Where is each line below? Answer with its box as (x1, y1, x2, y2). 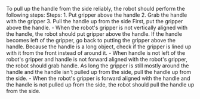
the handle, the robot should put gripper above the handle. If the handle (6, 30, 182, 38)
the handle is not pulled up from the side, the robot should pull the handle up (6, 81, 195, 88)
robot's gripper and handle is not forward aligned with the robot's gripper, (6, 56, 188, 63)
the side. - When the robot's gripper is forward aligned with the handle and (6, 75, 190, 82)
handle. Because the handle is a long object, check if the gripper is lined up (6, 43, 192, 50)
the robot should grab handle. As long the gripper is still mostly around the (6, 62, 189, 69)
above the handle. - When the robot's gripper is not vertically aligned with (6, 24, 188, 31)
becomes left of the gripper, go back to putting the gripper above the (6, 37, 176, 44)
